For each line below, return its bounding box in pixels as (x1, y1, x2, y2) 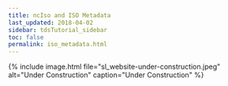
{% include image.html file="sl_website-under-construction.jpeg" (8, 62, 221, 71)
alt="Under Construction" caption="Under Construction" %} (8, 70, 204, 80)
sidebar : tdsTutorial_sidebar (8, 26, 108, 34)
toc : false (8, 33, 44, 41)
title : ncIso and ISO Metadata (8, 11, 111, 20)
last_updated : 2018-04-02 (8, 19, 93, 27)
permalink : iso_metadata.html (8, 41, 108, 48)
